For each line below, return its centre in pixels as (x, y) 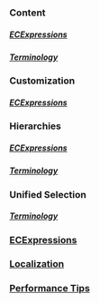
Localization (37, 264)
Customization (42, 81)
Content (28, 13)
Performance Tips (49, 288)
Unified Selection (48, 194)
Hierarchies (35, 126)
